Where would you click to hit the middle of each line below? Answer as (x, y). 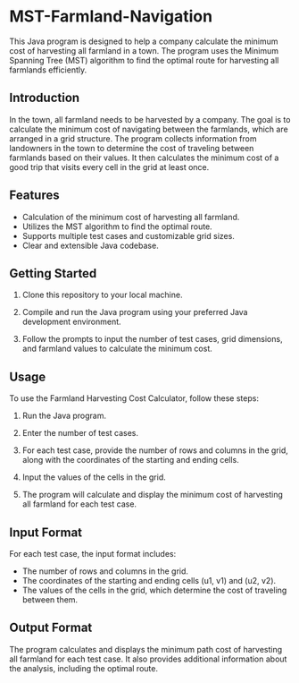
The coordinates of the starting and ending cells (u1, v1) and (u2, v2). (149, 581)
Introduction (45, 98)
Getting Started (53, 273)
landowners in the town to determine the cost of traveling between (132, 148)
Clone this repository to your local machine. (102, 295)
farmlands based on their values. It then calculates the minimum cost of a (144, 158)
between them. (50, 600)
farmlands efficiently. (48, 70)
